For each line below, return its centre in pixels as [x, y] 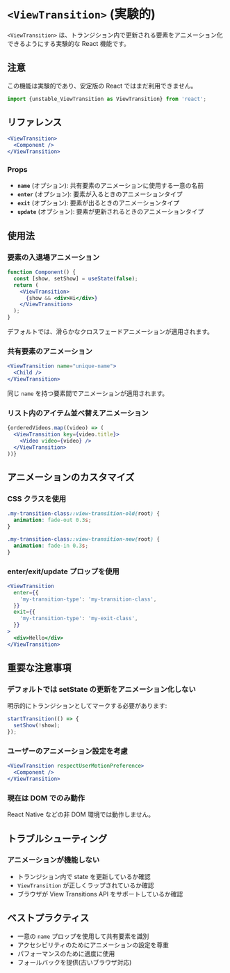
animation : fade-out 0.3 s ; [52, 520]
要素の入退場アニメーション [54, 257]
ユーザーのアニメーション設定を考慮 [68, 751]
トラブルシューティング [57, 838]
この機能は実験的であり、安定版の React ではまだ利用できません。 [102, 86]
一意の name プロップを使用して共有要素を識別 [83, 936]
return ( [26, 285]
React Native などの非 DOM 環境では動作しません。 [81, 814]
